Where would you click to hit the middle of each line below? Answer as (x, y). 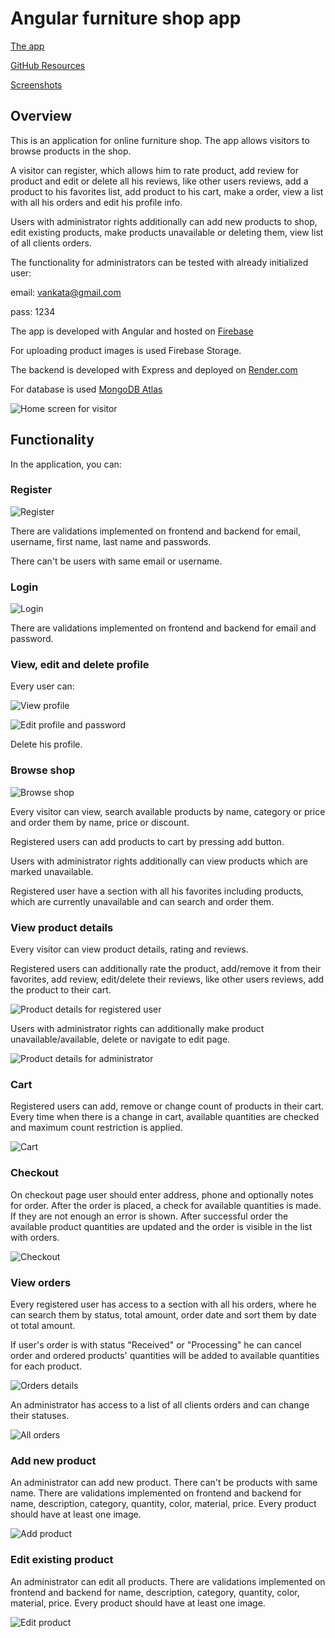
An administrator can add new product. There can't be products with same (164, 1483)
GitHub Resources (48, 65)
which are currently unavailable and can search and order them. (142, 901)
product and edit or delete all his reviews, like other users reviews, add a (159, 181)
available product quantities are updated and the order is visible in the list (161, 1226)
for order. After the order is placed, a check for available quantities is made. (166, 1205)
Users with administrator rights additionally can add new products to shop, (164, 221)
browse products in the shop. (71, 151)
